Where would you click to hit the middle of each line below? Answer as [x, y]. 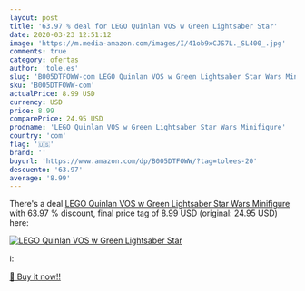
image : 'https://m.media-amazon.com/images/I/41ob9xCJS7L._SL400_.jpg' [148, 43]
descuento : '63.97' [46, 170]
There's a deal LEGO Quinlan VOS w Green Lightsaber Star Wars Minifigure [150, 204]
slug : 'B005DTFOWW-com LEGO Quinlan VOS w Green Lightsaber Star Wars [146, 77]
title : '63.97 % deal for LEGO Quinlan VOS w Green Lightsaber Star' [144, 26]
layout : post [34, 18]
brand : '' [28, 152]
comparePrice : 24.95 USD [56, 119]
